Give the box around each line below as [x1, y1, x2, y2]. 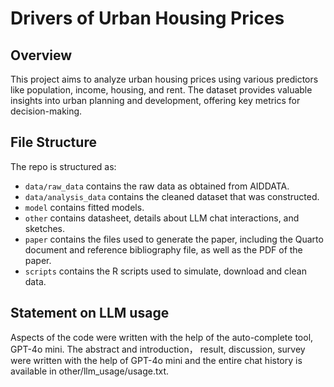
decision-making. [10, 105, 83, 117]
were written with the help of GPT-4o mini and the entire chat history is [10, 354, 303, 366]
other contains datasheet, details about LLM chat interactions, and [24, 212, 300, 224]
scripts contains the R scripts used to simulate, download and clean [24, 265, 307, 277]
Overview [10, 47, 73, 64]
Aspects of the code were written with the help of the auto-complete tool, [10, 331, 314, 343]
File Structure [10, 134, 97, 151]
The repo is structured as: [10, 160, 117, 172]
